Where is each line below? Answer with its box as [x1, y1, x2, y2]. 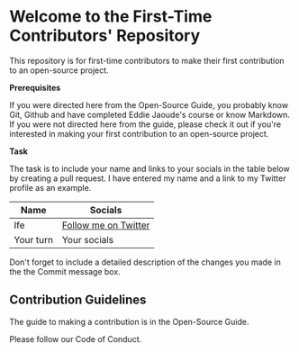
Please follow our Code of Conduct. [9, 333, 142, 344]
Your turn [14, 233, 54, 246]
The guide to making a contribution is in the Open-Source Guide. [9, 316, 249, 327]
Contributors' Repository [9, 25, 201, 46]
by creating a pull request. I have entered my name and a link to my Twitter [9, 173, 286, 184]
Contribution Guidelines [9, 293, 147, 308]
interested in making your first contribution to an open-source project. [9, 128, 269, 139]
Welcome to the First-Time [9, 6, 213, 27]
